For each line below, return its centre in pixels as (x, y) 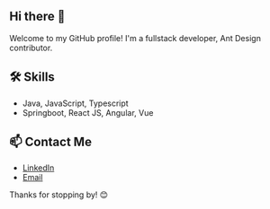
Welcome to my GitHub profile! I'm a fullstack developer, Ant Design (135, 38)
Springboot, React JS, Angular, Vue (88, 112)
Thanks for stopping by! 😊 (59, 195)
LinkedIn (38, 168)
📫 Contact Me (51, 142)
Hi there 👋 (37, 17)
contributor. (31, 48)
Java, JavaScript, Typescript (75, 103)
